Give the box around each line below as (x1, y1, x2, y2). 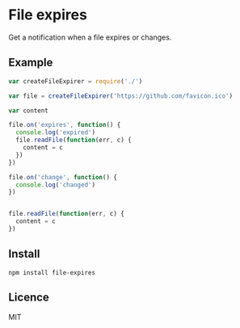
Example (8, 56, 53, 69)
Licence (8, 291, 50, 305)
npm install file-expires (8, 268, 95, 276)
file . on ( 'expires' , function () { (8, 121, 121, 129)
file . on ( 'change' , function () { (8, 173, 117, 181)
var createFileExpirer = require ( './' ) (8, 77, 143, 86)
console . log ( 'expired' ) (15, 128, 95, 137)
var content (8, 107, 48, 115)
